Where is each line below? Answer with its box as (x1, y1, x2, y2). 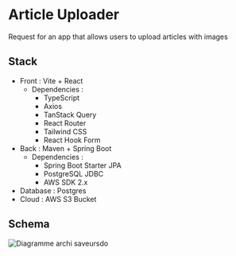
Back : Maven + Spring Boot (19, 143, 112, 153)
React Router (43, 118, 87, 128)
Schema (8, 217, 50, 231)
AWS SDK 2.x (43, 177, 88, 187)
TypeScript (43, 93, 80, 103)
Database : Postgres (19, 185, 87, 196)
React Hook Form (43, 135, 101, 145)
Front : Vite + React (19, 76, 83, 85)
